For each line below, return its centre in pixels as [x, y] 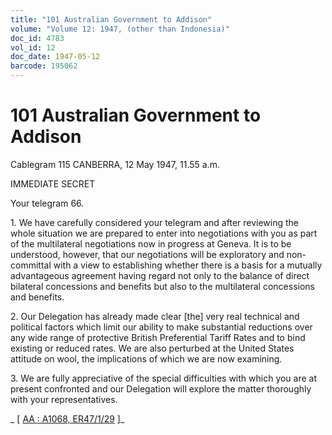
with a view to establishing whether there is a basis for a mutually [188, 265]
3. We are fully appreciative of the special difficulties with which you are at [164, 378]
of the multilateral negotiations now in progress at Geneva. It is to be [151, 243]
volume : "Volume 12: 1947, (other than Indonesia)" [120, 29]
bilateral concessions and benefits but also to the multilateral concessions [162, 286]
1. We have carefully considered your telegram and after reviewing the [155, 222]
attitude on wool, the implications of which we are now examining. [146, 358]
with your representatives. [64, 399]
